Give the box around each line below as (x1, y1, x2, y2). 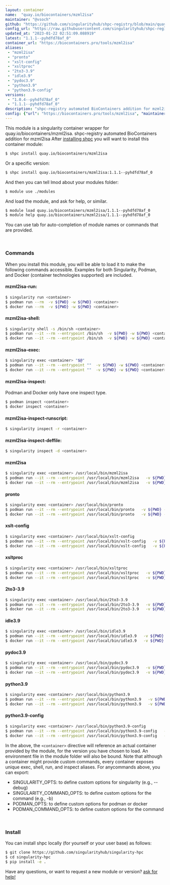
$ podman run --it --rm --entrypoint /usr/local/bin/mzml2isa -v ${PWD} (5, 475, 166, 481)
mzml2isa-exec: (5, 347, 40, 353)
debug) (12, 784, 28, 791)
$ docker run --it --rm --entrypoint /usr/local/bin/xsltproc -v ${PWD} (5, 575, 166, 580)
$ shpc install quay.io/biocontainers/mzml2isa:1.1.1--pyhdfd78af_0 (5, 170, 153, 175)
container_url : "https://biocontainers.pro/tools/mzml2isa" (5, 41, 135, 46)
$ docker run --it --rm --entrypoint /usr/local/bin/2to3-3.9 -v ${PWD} (5, 607, 166, 612)
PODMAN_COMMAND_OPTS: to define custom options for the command (12, 806, 164, 812)
